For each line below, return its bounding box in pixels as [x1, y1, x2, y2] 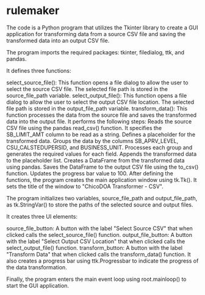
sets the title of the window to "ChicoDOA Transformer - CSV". [6, 183, 164, 190]
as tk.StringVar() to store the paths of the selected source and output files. [6, 201, 193, 208]
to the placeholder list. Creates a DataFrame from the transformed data [6, 156, 185, 164]
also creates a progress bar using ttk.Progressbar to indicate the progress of [6, 257, 199, 264]
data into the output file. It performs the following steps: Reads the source [6, 117, 192, 125]
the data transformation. [6, 263, 67, 271]
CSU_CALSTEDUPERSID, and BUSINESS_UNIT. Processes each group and [6, 144, 193, 151]
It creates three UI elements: [6, 213, 78, 220]
